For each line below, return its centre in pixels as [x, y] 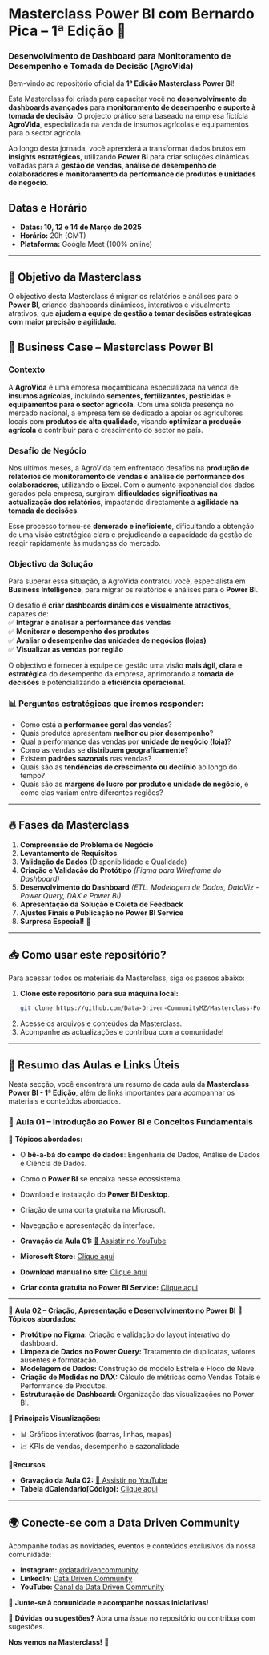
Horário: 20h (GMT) [53, 236]
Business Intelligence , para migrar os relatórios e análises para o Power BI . [133, 590]
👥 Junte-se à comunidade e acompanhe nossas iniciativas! [108, 1603]
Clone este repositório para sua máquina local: [99, 994]
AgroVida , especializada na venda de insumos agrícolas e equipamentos [129, 124]
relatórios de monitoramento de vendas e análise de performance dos [127, 477]
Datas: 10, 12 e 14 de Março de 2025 [80, 227]
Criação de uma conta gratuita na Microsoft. [93, 1210]
